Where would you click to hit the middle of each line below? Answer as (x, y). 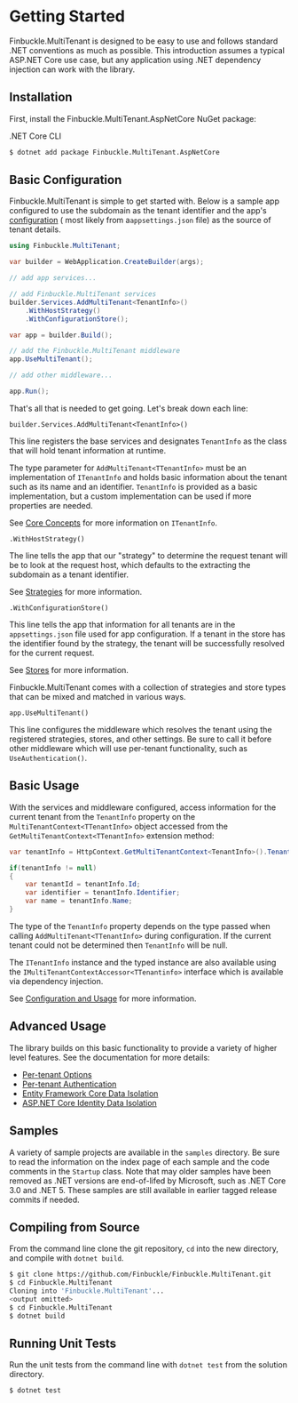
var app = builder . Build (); (61, 335)
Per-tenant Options (57, 1074)
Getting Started (67, 16)
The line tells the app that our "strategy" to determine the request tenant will (149, 555)
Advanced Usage (58, 1026)
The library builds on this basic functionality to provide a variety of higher (143, 1047)
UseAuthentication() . (48, 758)
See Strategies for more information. (76, 591)
